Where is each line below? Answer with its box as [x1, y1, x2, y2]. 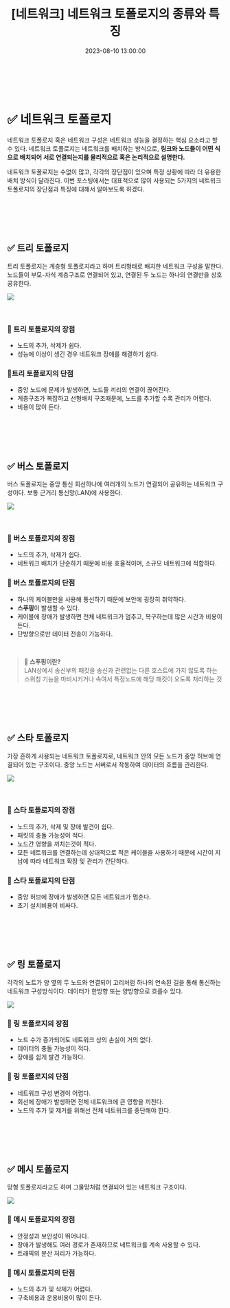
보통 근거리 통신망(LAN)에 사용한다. [27, 488, 123, 497]
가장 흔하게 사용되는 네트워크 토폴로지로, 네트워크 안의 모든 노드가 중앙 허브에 [7, 751, 214, 760]
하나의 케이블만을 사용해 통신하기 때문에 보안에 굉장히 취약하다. [16, 595, 187, 603]
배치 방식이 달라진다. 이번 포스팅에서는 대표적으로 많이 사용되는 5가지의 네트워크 [7, 176, 222, 185]
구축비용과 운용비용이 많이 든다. [16, 1293, 102, 1302]
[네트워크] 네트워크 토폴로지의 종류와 [11, 6, 206, 22]
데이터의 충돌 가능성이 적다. [16, 1044, 91, 1052]
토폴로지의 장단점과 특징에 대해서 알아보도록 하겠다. [7, 185, 145, 193]
